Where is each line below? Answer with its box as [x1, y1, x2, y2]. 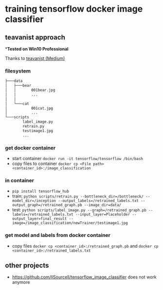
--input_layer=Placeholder [75, 212, 130, 217]
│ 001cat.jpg [5, 106, 54, 110]
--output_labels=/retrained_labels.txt [58, 199, 139, 203]
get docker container [5, 145, 56, 151]
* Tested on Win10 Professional [5, 46, 69, 52]
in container [5, 177, 34, 183]
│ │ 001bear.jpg [5, 88, 55, 93]
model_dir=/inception [12, 199, 56, 203]
